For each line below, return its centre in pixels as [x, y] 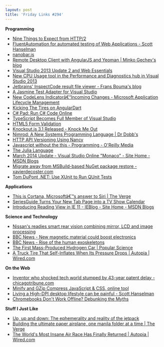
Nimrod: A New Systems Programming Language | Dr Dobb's [75, 134]
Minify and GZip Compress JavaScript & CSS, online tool [70, 288]
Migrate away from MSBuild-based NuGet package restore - [74, 166]
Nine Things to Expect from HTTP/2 [49, 39]
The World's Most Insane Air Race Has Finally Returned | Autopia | [80, 334]
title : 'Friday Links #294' [34, 15]
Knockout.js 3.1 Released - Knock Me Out [55, 129]
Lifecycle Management [36, 102]
